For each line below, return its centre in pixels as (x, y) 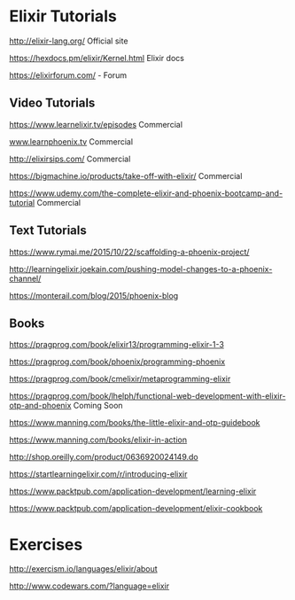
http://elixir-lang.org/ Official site (69, 41)
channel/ (25, 278)
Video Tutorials (52, 103)
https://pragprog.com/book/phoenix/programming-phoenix (117, 362)
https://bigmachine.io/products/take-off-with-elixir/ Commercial (126, 175)
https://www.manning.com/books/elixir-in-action (98, 440)
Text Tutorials (48, 231)
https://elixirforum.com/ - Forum (68, 75)
